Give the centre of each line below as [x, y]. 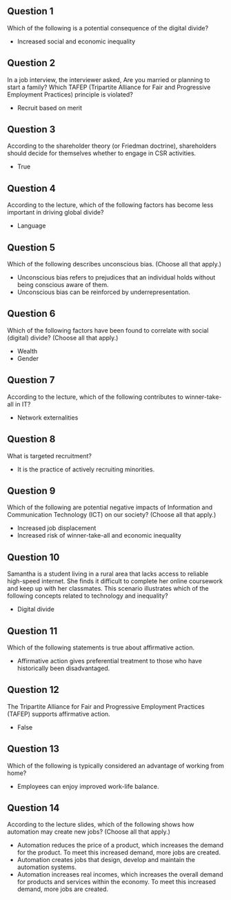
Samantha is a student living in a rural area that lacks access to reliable [108, 574]
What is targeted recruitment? [49, 456]
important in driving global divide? [56, 213]
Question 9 [31, 490]
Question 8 [31, 439]
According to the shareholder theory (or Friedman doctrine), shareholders [112, 146]
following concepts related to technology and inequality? [88, 596]
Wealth [27, 351]
